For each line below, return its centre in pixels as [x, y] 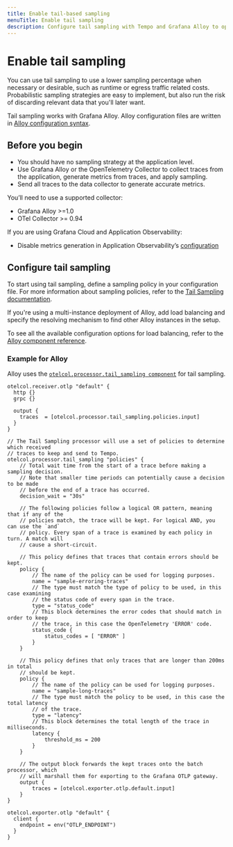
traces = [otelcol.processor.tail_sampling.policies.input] [110, 417]
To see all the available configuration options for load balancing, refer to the [115, 333]
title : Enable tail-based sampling [59, 14]
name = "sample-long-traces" [74, 691]
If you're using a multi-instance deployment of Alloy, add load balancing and [116, 312]
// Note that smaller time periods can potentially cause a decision [122, 478]
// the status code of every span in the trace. [104, 600]
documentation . [30, 299]
